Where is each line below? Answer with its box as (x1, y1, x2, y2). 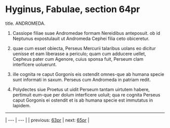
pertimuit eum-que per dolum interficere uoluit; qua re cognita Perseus (12, 92, 160, 98)
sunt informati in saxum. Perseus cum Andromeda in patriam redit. (12, 76, 151, 82)
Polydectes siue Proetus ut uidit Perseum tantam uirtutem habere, (12, 86, 150, 92)
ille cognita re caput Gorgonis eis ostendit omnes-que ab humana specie (12, 71, 164, 77)
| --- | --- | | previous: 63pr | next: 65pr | (5, 117, 90, 123)
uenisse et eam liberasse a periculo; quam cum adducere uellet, (12, 51, 146, 57)
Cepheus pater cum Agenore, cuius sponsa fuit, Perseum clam (12, 56, 144, 62)
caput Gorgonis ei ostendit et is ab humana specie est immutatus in (12, 97, 153, 103)
